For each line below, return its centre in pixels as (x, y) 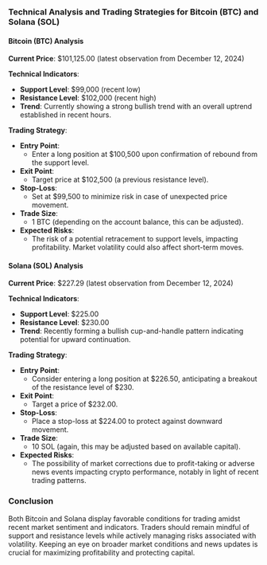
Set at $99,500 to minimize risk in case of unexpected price (130, 197)
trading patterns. (59, 481)
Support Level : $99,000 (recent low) (80, 89)
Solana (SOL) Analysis (46, 265)
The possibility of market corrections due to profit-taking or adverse (143, 464)
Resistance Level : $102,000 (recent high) (88, 98)
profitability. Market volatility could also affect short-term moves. (137, 247)
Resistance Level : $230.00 (64, 323)
